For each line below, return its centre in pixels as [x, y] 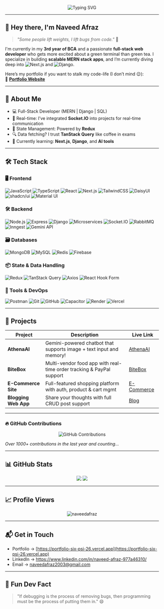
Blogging [18, 398]
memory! [55, 355]
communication [28, 123]
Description [84, 335]
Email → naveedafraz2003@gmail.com [51, 564]
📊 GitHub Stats [29, 464]
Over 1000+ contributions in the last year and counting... [62, 444]
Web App [19, 404]
